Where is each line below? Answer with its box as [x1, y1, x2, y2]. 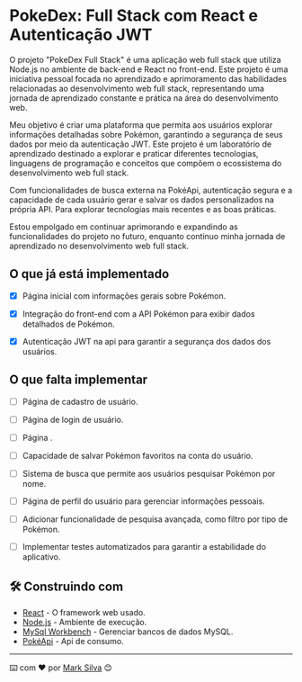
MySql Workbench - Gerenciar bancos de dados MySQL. [22, 626, 234, 637]
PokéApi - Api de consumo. [22, 636, 124, 647]
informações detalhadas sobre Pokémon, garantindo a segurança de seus [9, 129, 283, 139]
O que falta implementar [9, 372, 148, 388]
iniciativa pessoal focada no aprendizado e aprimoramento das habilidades [9, 73, 288, 84]
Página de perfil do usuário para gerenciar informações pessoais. [22, 496, 265, 507]
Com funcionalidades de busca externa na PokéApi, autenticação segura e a [9, 184, 293, 195]
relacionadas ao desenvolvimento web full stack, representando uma [9, 83, 265, 94]
